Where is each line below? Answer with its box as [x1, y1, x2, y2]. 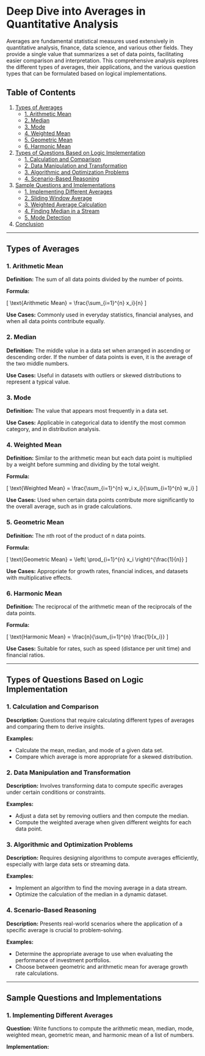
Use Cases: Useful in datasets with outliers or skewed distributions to [6, 371, 182, 379]
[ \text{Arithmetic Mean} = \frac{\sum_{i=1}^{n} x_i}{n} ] [6, 299, 147, 307]
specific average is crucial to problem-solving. [6, 926, 123, 933]
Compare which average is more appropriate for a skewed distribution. [15, 753, 193, 760]
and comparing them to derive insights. [6, 722, 105, 730]
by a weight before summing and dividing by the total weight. [6, 461, 160, 468]
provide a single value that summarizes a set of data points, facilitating [6, 50, 184, 57]
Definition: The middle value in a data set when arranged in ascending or [6, 346, 191, 354]
